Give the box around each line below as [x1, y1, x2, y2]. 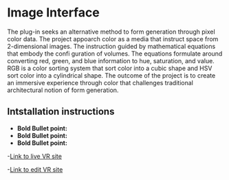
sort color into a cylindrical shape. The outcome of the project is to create [7, 71, 216, 80]
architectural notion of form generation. [7, 86, 119, 94]
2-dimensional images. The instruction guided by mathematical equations [7, 42, 216, 50]
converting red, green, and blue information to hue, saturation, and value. [7, 56, 215, 65]
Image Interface [7, 5, 100, 21]
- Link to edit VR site [7, 165, 63, 173]
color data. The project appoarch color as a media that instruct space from [7, 34, 219, 43]
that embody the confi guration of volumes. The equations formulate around [7, 49, 223, 58]
